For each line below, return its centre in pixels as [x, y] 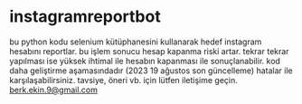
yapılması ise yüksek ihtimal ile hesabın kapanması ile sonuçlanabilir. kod [145, 61]
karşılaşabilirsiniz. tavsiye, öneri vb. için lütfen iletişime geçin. [123, 80]
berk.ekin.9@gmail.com [53, 90]
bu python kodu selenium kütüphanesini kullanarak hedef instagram [136, 42]
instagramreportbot [85, 17]
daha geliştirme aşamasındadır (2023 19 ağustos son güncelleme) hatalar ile [151, 71]
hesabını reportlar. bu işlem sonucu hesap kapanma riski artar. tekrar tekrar [149, 51]
